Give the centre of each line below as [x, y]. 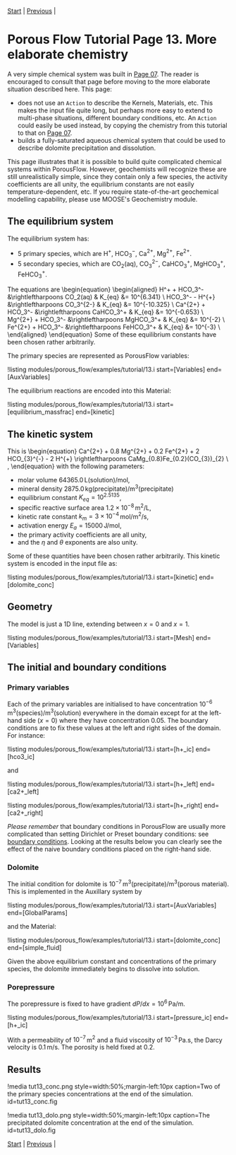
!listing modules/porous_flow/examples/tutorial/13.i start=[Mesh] [101, 637]
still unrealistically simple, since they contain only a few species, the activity [117, 176]
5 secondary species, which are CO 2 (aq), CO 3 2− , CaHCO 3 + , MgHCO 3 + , [121, 264]
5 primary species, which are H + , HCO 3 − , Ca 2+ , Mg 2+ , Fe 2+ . [105, 254]
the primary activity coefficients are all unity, [82, 535]
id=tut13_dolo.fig [32, 1130]
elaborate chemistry [68, 55]
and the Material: [32, 926]
